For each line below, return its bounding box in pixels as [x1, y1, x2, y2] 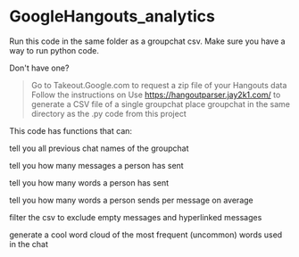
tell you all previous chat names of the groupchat [9, 143, 189, 153]
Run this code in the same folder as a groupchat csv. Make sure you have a [9, 36, 286, 46]
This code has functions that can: [9, 125, 132, 136]
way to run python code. [9, 45, 100, 55]
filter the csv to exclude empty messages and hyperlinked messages [9, 211, 262, 222]
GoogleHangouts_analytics [9, 6, 216, 27]
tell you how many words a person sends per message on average [9, 195, 253, 205]
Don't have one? [9, 62, 70, 73]
